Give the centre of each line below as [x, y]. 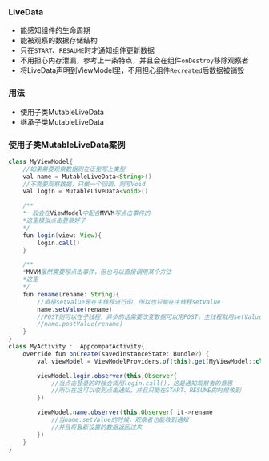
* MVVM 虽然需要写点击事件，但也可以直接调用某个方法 [97, 272]
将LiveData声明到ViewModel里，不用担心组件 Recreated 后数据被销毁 [132, 70]
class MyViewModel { [41, 161]
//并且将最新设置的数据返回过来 [96, 427]
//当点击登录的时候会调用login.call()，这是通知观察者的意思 [142, 383]
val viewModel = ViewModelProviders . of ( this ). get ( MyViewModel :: [147, 361]
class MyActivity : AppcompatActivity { [77, 347]
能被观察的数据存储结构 [58, 40]
